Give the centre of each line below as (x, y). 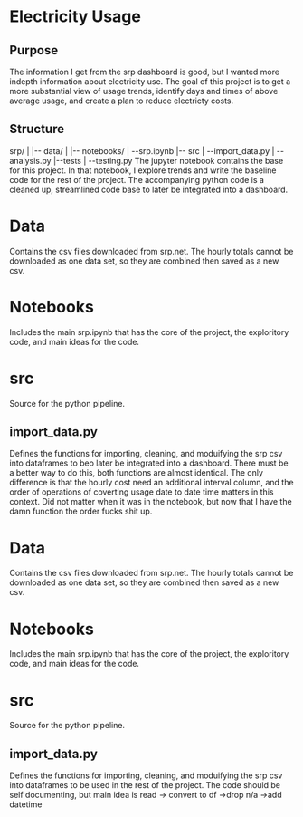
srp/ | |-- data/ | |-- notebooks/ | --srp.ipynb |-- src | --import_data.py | (142, 150)
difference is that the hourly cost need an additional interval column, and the (151, 483)
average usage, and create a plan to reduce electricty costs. (122, 101)
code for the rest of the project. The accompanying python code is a (137, 179)
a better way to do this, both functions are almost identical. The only (137, 473)
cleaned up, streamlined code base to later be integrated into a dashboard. (149, 189)
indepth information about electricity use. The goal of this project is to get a (150, 82)
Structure (37, 129)
